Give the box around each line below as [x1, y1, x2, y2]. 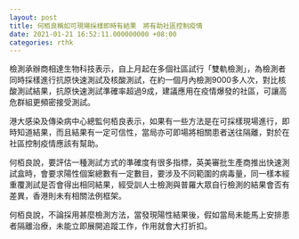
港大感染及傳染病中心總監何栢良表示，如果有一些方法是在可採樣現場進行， [9, 116, 282, 127]
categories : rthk [9, 37, 74, 47]
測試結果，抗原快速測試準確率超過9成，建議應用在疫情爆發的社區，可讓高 [16, 86, 287, 96]
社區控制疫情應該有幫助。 [9, 138, 103, 149]
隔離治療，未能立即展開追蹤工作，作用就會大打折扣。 [16, 220, 212, 232]
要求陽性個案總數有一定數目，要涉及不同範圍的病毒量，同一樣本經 [47, 169, 290, 179]
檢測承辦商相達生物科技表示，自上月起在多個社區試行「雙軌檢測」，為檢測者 [9, 63, 287, 74]
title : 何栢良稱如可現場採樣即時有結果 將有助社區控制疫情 [9, 21, 203, 30]
